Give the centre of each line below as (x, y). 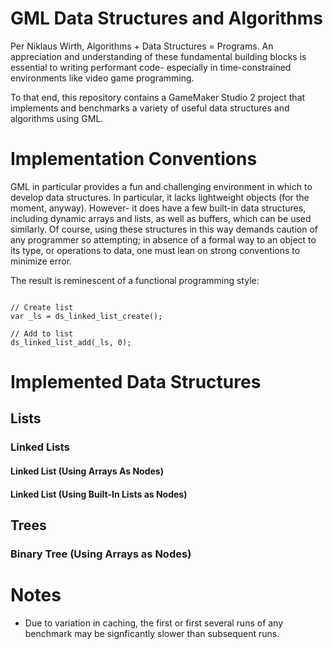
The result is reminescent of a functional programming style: (135, 280)
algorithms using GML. (57, 118)
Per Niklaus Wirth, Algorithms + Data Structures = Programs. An (142, 46)
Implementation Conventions (134, 159)
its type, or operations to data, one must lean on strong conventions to (155, 250)
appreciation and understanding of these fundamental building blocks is (158, 56)
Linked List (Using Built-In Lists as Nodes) (99, 494)
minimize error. (41, 261)
